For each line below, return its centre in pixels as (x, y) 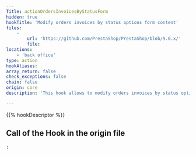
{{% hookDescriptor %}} (36, 115)
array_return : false (31, 71)
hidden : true (22, 17)
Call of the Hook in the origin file (66, 133)
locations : (19, 50)
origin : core (22, 88)
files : (14, 28)
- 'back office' (36, 55)
